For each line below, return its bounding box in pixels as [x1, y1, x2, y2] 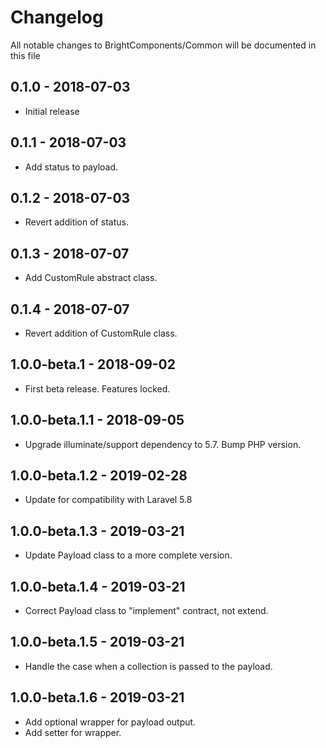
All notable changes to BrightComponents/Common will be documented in [10, 39, 317, 51]
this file [10, 49, 41, 61]
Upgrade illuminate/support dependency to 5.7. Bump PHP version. [24, 438, 302, 450]
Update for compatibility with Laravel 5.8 [24, 494, 193, 506]
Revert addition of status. [24, 216, 129, 228]
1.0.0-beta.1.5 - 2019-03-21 [10, 634, 185, 651]
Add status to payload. [24, 161, 119, 173]
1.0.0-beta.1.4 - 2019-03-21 [10, 578, 186, 595]
